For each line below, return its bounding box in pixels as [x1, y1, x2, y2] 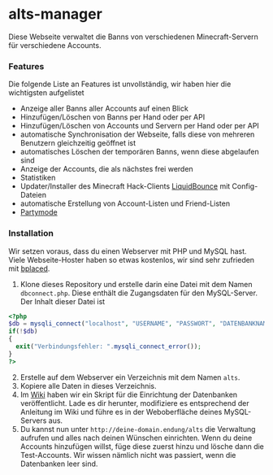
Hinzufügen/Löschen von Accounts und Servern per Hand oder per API [19, 121, 260, 131]
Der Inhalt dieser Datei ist [19, 296, 106, 306]
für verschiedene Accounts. [8, 40, 102, 50]
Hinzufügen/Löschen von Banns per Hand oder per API [19, 112, 206, 122]
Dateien [19, 190, 47, 200]
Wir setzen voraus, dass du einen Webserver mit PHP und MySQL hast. [8, 246, 247, 256]
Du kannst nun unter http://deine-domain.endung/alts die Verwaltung [19, 424, 256, 434]
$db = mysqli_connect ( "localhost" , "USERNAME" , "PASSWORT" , [8, 320, 217, 328]
